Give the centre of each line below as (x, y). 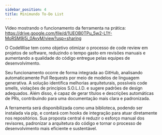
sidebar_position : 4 (26, 9)
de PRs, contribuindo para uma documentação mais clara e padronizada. (78, 98)
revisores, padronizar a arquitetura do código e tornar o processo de (73, 123)
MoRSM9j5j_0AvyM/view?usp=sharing (43, 38)
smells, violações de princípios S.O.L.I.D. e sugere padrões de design (74, 88)
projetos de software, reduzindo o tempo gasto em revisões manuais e (75, 53)
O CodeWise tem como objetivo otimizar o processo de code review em (77, 48)
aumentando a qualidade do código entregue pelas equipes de (67, 58)
